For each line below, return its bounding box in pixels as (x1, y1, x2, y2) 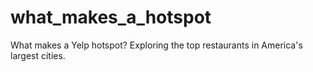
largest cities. (10, 49, 66, 61)
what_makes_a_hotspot (10, 6, 212, 29)
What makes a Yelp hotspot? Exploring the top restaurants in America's (10, 39, 303, 51)
